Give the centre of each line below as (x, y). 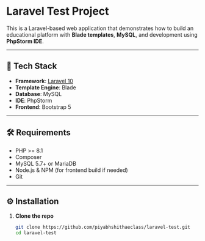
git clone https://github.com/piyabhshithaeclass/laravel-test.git (103, 228)
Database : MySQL (38, 94)
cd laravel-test (36, 233)
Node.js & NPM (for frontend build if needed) (71, 170)
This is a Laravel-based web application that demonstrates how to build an (100, 28)
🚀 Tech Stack (32, 66)
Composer (28, 157)
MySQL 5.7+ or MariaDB (45, 163)
